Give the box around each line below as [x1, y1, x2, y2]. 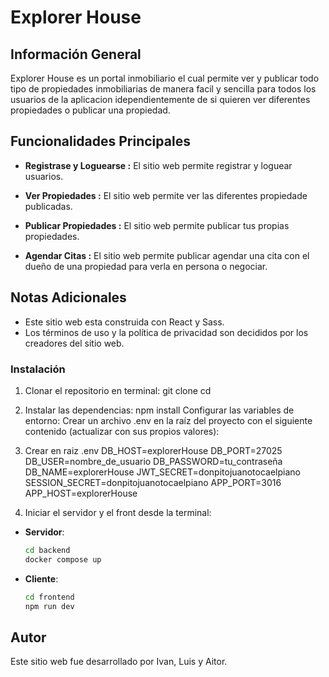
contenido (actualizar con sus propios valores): [24, 425, 220, 437]
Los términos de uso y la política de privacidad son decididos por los [24, 326, 309, 338]
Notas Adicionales [10, 289, 127, 306]
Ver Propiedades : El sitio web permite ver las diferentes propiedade [24, 189, 308, 201]
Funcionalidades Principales [10, 133, 191, 150]
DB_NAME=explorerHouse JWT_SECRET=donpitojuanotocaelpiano [24, 466, 301, 478]
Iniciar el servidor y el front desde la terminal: [24, 506, 212, 518]
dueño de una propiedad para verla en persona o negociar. [24, 260, 268, 272]
